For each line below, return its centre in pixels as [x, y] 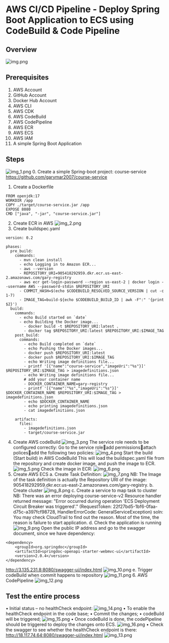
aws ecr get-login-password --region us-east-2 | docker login [92, 282]
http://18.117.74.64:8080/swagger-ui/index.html [54, 635]
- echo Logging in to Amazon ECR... [58, 264]
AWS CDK [23, 111]
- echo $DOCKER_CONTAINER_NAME [57, 401]
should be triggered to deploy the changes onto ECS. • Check [84, 625]
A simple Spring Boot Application [47, 143]
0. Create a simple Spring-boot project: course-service [90, 172]
